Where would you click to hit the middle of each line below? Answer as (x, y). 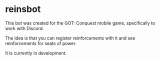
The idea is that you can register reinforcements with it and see (70, 38)
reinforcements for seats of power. (41, 43)
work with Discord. (24, 28)
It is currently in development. (36, 53)
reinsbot (23, 9)
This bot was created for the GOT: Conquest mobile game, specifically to (80, 23)
